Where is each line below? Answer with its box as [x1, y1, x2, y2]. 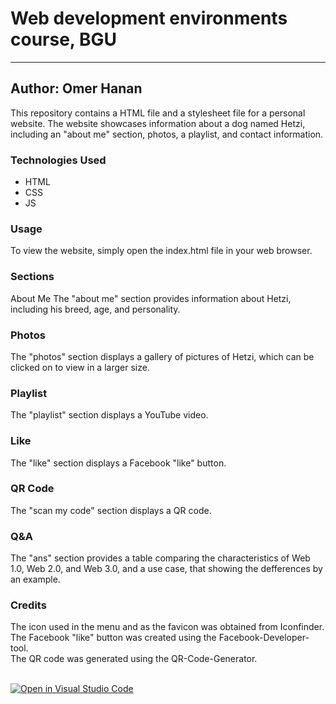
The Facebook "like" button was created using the [10, 632, 217, 644]
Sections [10, 270, 55, 284]
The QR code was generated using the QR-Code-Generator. [10, 653, 258, 665]
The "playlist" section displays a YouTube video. [10, 409, 209, 421]
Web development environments [10, 7, 288, 30]
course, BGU [10, 28, 117, 51]
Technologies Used [10, 153, 107, 167]
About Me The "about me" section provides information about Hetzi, [10, 292, 292, 304]
